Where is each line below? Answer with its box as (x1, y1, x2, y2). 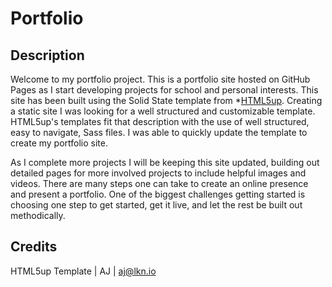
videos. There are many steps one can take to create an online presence (10, 178, 309, 189)
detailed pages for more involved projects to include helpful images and (10, 167, 307, 179)
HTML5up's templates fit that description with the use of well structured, (10, 116, 310, 127)
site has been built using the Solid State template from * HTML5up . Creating (10, 95, 323, 106)
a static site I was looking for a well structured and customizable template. (10, 105, 316, 117)
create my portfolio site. (10, 137, 108, 149)
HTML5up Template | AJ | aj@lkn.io (10, 265, 157, 277)
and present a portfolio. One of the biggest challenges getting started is (10, 188, 306, 200)
